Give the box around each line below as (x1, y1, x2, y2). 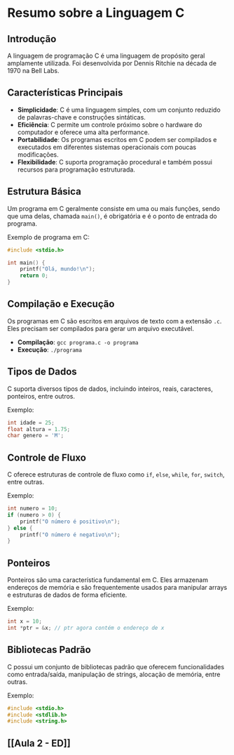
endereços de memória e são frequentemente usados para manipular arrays (7, 583, 228, 592)
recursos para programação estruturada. (17, 165, 135, 174)
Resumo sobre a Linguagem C (7, 5, 185, 21)
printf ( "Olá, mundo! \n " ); (20, 266, 96, 273)
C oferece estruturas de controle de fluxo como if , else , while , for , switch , (7, 470, 225, 479)
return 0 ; (20, 272, 49, 279)
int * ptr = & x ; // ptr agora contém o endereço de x (7, 624, 165, 631)
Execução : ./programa (17, 345, 83, 354)
